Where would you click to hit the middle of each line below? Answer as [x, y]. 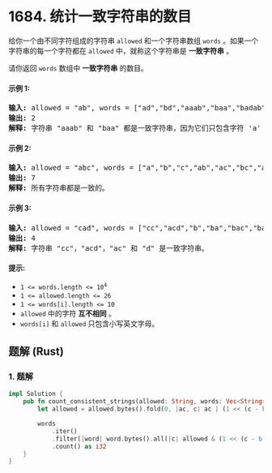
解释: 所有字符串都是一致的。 [59, 188]
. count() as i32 [79, 446]
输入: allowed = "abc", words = [71, 168]
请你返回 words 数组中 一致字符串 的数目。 [78, 68]
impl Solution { [36, 394]
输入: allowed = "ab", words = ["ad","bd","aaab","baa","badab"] [139, 108]
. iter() [65, 431]
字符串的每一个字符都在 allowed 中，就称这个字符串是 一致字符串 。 [121, 50]
